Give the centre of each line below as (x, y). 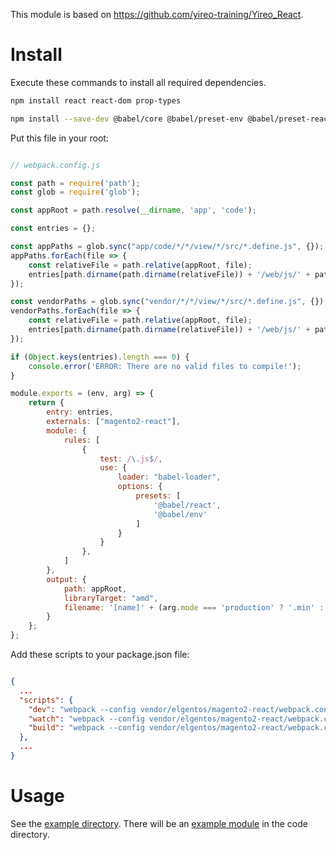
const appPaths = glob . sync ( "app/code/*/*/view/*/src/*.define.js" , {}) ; (167, 247)
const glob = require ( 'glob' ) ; (75, 192)
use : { (113, 468)
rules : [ (82, 440)
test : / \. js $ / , (131, 459)
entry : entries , (80, 412)
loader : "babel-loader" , (169, 477)
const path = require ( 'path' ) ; (75, 183)
